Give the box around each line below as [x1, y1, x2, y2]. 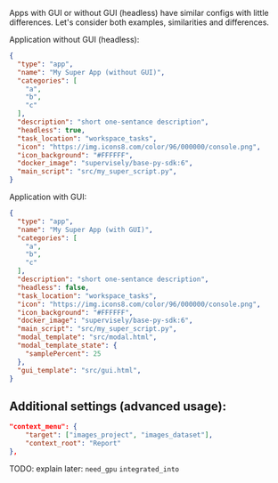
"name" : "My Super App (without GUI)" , [17, 68, 166, 76]
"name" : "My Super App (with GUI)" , [17, 225, 153, 234]
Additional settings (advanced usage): [9, 398, 227, 414]
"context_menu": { [9, 423, 78, 431]
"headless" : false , [17, 283, 90, 292]
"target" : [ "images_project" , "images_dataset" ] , [25, 431, 214, 439]
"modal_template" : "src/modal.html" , [17, 333, 158, 342]
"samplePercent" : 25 [25, 349, 102, 358]
